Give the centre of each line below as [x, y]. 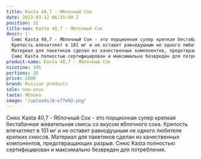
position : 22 [22, 23]
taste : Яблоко [24, 95]
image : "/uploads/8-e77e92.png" [46, 100]
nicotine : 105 [24, 67]
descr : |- [19, 34]
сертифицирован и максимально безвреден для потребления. [86, 149]
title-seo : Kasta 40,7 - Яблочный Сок [54, 28]
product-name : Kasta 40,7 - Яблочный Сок [59, 62]
